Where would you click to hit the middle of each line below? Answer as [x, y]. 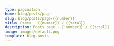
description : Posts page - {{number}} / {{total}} [57, 27]
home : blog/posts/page [28, 14]
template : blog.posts [27, 36]
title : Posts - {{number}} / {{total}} [45, 23]
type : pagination [23, 9]
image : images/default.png [32, 32]
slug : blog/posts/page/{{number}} [40, 18]
